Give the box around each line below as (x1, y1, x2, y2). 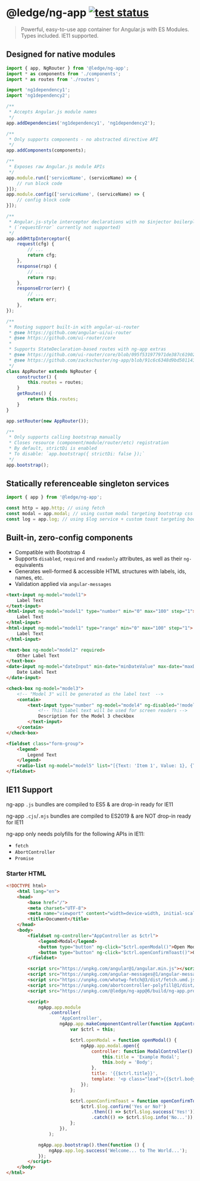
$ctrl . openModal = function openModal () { (70, 1037, 177, 1043)
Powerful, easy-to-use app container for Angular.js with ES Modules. (20, 26, 189, 33)
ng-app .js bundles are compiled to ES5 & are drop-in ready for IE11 (6, 800, 174, 808)
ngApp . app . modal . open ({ (80, 1043, 140, 1049)
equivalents (14, 561, 43, 568)
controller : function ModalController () (91, 1048, 193, 1054)
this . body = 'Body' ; (102, 1059, 153, 1065)
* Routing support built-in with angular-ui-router (8, 324, 140, 330)
